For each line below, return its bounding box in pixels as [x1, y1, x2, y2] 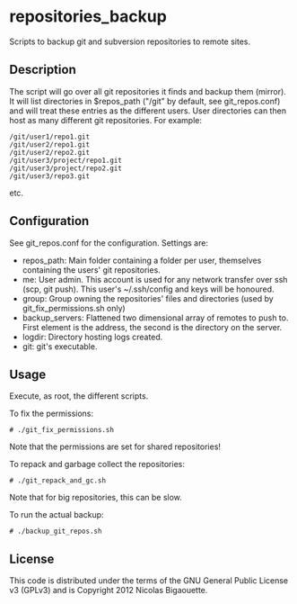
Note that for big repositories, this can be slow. [9, 492, 182, 503]
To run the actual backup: [9, 509, 105, 520]
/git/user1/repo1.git [9, 132, 91, 141]
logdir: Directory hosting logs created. [22, 331, 163, 342]
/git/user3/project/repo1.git [9, 156, 123, 165]
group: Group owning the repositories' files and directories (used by [22, 293, 274, 303]
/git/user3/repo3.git [9, 171, 91, 181]
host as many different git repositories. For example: [9, 114, 202, 125]
